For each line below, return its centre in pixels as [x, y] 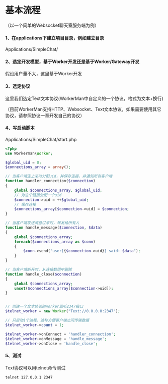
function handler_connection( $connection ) [50, 181]
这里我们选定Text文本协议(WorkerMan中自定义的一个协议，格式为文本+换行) [84, 98]
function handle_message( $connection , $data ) [54, 228]
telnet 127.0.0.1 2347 [29, 377]
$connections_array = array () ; [38, 167]
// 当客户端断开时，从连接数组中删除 [38, 269]
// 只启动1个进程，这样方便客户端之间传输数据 [47, 320]
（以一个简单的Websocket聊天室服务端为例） [52, 25]
